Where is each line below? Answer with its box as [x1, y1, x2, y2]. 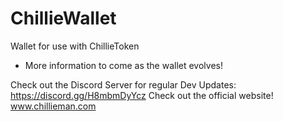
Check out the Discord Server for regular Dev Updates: [10, 78, 237, 91]
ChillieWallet [10, 7, 117, 30]
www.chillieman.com [10, 100, 97, 112]
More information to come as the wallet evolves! [24, 59, 223, 71]
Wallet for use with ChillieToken [10, 40, 140, 52]
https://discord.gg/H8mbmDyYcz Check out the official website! [10, 89, 274, 101]
